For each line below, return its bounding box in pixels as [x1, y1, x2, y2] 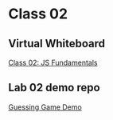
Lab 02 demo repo [8, 81, 101, 94]
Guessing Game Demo [8, 102, 82, 112]
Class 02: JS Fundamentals [8, 58, 98, 67]
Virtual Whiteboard [8, 37, 106, 50]
